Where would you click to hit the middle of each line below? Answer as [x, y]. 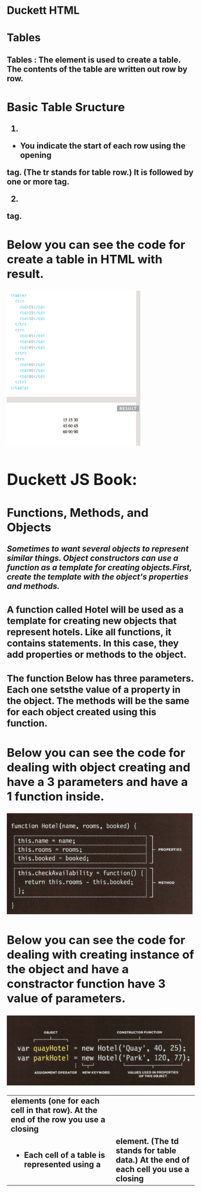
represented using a [62, 1165]
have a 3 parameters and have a [98, 782]
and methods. [33, 586]
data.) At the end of [153, 1160]
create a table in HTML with [85, 259]
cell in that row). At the [54, 1110]
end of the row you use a [58, 1119]
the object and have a [68, 969]
